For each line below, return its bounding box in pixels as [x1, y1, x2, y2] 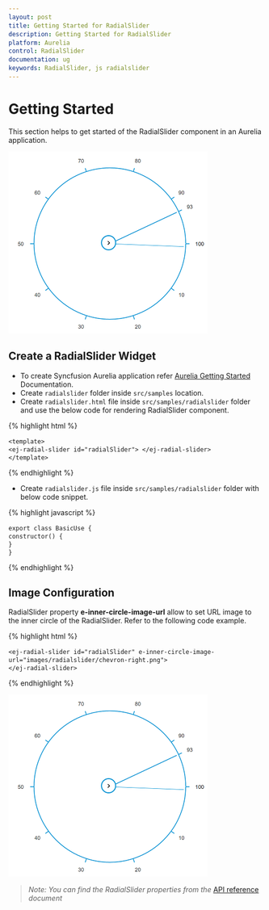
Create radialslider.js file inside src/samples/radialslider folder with [19, 483, 260, 493]
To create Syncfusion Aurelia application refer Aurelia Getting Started [19, 371, 251, 380]
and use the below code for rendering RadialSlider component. [19, 405, 229, 415]
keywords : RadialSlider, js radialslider [8, 65, 150, 73]
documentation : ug [8, 56, 70, 64]
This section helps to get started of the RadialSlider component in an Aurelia [8, 126, 262, 136]
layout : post [8, 13, 53, 21]
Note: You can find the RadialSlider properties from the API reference [27, 885, 259, 895]
